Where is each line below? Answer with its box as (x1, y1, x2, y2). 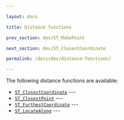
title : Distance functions (6, 24, 72, 30)
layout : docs (6, 13, 38, 19)
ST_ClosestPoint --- (14, 95, 63, 102)
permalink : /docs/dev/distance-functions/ (6, 56, 111, 62)
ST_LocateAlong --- (14, 107, 60, 114)
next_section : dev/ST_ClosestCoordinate (6, 45, 106, 52)
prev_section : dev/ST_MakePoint (6, 35, 85, 41)
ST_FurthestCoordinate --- (14, 101, 79, 108)
